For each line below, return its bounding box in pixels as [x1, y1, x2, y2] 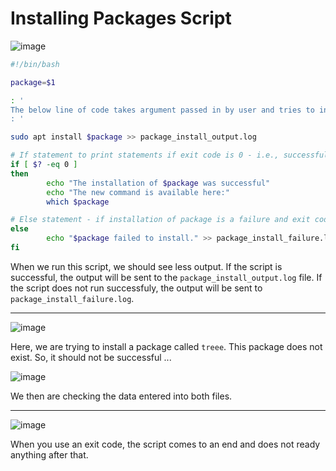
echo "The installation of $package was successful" [46, 178, 271, 188]
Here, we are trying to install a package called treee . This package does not [10, 340, 323, 352]
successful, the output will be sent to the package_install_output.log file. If [10, 271, 323, 283]
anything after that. [10, 448, 89, 461]
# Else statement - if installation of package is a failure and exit [10, 215, 311, 225]
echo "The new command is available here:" [46, 187, 230, 197]
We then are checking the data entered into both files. [10, 390, 233, 402]
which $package [46, 197, 110, 207]
